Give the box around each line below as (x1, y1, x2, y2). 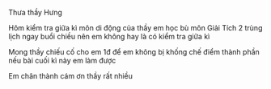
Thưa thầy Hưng (8, 8, 63, 17)
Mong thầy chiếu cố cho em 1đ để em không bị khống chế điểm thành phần (8, 47, 260, 56)
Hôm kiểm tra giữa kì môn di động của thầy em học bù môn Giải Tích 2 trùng (8, 23, 263, 32)
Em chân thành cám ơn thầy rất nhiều (8, 71, 133, 80)
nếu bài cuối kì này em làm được (8, 56, 116, 65)
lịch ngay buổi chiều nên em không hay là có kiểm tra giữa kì (8, 32, 210, 41)
